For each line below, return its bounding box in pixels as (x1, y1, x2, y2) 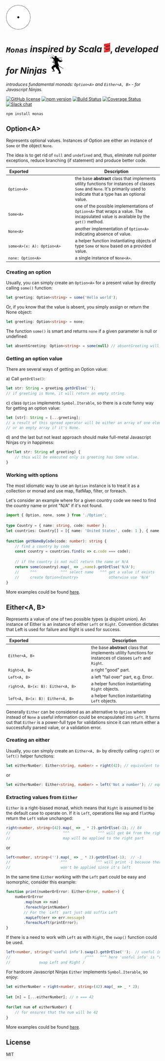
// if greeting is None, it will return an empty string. (6, 391, 126, 396)
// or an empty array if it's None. (6, 425, 81, 431)
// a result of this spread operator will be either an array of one (6, 420, 151, 425)
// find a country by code (15, 544, 70, 549)
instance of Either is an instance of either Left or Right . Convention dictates (6, 621, 159, 627)
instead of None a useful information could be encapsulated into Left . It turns (6, 714, 160, 720)
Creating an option (6, 268, 51, 275)
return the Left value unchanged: (6, 815, 73, 821)
